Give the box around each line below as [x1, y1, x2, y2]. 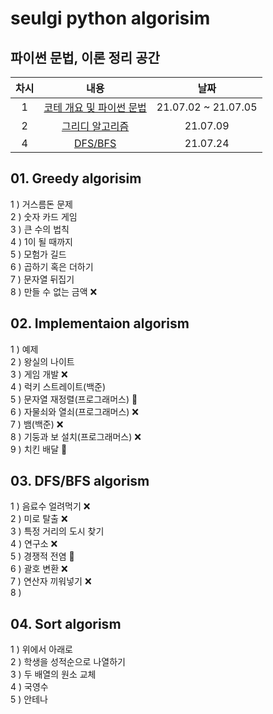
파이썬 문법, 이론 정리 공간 [10, 49, 160, 66]
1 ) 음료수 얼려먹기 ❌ [10, 500, 91, 512]
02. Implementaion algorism [10, 315, 190, 332]
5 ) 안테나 [10, 693, 48, 706]
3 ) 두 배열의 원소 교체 [10, 668, 97, 681]
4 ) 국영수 [10, 681, 49, 693]
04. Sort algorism [10, 615, 122, 632]
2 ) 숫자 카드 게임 [10, 210, 78, 222]
